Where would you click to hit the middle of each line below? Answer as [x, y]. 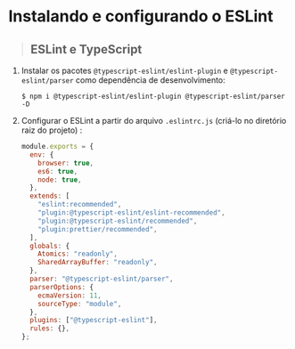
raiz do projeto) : [52, 130]
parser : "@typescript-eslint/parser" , [102, 279]
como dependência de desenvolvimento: [151, 80]
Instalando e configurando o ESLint [141, 16]
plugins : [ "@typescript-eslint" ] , [94, 321]
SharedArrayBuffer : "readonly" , [98, 263]
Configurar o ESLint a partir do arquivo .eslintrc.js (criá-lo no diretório [154, 121]
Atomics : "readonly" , [78, 254]
